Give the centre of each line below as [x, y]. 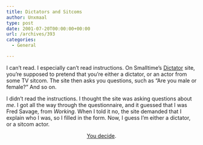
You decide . [101, 135]
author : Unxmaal [27, 17]
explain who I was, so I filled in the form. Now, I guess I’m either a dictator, [98, 117]
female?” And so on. [31, 87]
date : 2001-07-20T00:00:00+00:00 [48, 29]
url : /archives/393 [31, 34]
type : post [20, 23]
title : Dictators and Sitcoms [44, 12]
